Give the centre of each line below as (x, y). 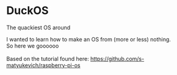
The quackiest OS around (38, 27)
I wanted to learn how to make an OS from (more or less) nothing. (88, 39)
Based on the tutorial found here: (48, 59)
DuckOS (27, 11)
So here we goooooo (33, 46)
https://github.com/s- (117, 59)
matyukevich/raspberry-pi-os (43, 65)
